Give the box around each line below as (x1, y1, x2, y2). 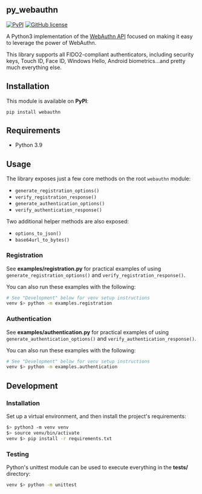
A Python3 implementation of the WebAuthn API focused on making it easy (6, 33, 193, 40)
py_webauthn (6, 5, 59, 15)
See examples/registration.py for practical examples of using (6, 265, 161, 272)
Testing (6, 450, 29, 458)
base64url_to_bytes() (15, 237, 70, 243)
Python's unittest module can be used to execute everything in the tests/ (6, 463, 189, 471)
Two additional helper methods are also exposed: (6, 218, 129, 225)
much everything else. (6, 64, 62, 71)
